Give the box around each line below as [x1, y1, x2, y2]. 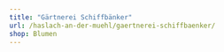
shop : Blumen [9, 29, 58, 38]
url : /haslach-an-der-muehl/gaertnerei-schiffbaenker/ [9, 21, 216, 30]
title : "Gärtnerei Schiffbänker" [9, 12, 133, 22]
